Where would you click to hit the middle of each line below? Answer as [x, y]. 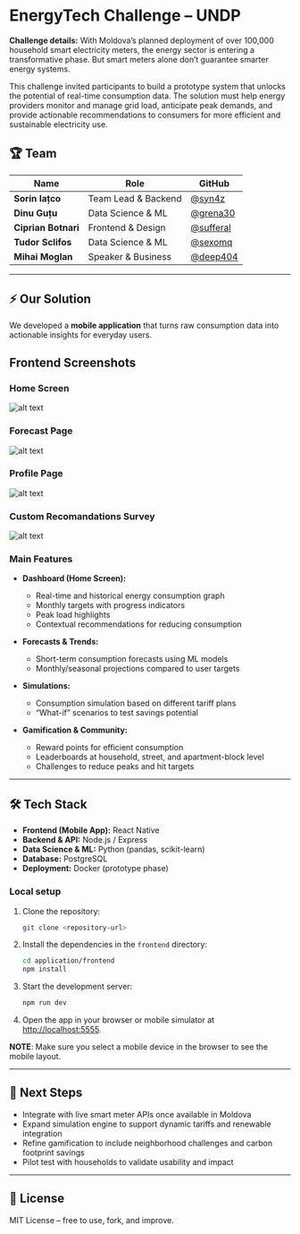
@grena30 [213, 213]
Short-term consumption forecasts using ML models [132, 659]
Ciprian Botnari [47, 227]
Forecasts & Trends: [60, 642]
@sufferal [211, 227]
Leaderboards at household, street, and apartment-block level [150, 757]
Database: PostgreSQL [65, 859]
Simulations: [46, 686]
